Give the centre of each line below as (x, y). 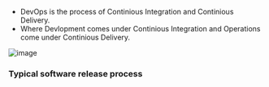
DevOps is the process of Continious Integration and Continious (127, 12)
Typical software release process (76, 73)
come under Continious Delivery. (75, 37)
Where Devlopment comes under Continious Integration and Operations (141, 29)
